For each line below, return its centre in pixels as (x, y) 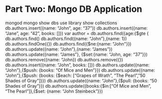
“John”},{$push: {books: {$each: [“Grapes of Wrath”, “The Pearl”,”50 (75, 75)
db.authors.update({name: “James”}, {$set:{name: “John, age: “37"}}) (77, 54)
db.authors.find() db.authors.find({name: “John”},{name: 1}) (66, 39)
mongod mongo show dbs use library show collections (61, 23)
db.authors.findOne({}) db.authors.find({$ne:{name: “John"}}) (68, 44)
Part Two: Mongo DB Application (74, 9)
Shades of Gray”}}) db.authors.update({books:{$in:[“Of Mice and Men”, (78, 86)
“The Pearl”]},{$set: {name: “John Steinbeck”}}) (54, 91)
